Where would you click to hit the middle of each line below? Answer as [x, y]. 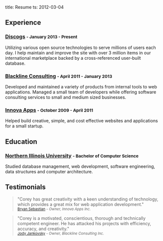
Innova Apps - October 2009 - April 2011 [49, 110]
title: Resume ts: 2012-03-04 [34, 7]
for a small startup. [24, 126]
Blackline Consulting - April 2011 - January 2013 [59, 76]
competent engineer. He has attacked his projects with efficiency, [84, 223]
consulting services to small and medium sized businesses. [66, 97]
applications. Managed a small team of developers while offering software [81, 92]
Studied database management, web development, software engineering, [80, 166]
